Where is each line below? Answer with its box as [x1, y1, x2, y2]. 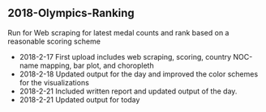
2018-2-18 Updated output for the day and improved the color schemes [19, 68, 259, 79]
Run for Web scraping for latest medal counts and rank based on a [7, 27, 230, 37]
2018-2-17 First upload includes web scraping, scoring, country [19, 52, 232, 61]
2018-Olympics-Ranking [7, 6, 135, 20]
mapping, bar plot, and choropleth [40, 60, 155, 70]
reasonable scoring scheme [7, 36, 101, 46]
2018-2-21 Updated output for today [19, 94, 140, 104]
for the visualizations [19, 77, 90, 87]
